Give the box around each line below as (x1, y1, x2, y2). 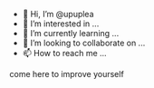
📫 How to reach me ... (22, 48, 107, 58)
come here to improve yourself (9, 69, 124, 79)
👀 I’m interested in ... (22, 18, 100, 29)
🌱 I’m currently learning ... (22, 28, 120, 38)
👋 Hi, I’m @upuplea (22, 9, 94, 19)
